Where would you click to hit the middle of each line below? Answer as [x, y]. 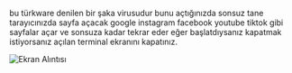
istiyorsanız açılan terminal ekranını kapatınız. [94, 41]
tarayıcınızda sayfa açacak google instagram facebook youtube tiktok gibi [146, 23]
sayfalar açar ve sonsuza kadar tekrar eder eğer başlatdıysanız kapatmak [146, 32]
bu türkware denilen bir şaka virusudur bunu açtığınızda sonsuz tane [137, 13]
